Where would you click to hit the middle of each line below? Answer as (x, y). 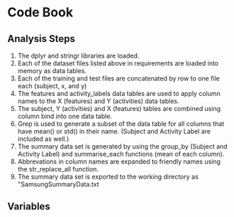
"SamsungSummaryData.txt (58, 184)
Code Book (40, 12)
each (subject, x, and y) (52, 86)
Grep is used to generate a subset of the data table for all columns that (121, 124)
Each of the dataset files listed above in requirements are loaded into (118, 63)
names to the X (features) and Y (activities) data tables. (98, 101)
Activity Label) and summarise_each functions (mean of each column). (121, 154)
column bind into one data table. (65, 116)
